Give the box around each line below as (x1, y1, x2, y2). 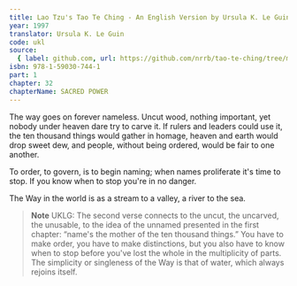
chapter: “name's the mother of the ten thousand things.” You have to (30, 228, 285, 239)
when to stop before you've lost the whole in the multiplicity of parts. (30, 247, 282, 258)
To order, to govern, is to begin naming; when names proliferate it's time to (9, 166, 281, 177)
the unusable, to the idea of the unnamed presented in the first (30, 219, 259, 230)
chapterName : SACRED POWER (9, 87, 109, 96)
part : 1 (9, 71, 38, 80)
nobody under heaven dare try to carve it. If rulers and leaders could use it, (9, 120, 283, 131)
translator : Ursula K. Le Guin (9, 29, 125, 38)
